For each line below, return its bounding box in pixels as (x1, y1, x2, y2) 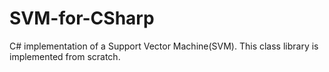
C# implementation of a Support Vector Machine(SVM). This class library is (9, 40, 319, 52)
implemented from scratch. (9, 50, 121, 62)
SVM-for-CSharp (9, 7, 155, 30)
